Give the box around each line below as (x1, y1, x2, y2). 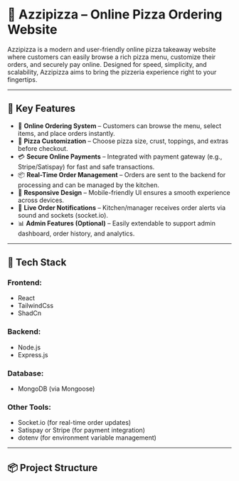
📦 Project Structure (7, 462, 98, 474)
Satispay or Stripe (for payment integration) (17, 426, 146, 435)
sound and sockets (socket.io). (17, 211, 109, 219)
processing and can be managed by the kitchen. (17, 181, 160, 189)
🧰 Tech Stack (7, 256, 67, 269)
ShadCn (17, 309, 41, 317)
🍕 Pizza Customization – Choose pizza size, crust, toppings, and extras (17, 137, 229, 145)
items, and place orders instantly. (17, 129, 115, 137)
